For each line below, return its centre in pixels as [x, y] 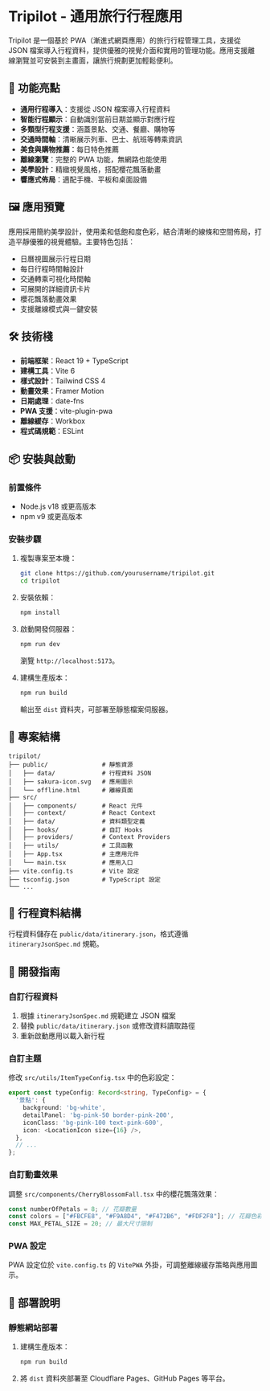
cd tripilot [40, 581]
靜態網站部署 [33, 1328]
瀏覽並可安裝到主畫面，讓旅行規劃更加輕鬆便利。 [96, 60]
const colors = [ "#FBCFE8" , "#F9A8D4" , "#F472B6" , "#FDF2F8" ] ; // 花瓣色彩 [135, 1217]
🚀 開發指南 [34, 972]
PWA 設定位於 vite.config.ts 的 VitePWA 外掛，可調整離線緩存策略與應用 [129, 1265]
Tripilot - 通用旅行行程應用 [96, 16]
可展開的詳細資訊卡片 [55, 288]
